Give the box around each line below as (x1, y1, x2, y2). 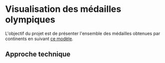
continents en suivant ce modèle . (5, 36, 74, 42)
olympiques (5, 14, 56, 25)
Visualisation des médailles (5, 3, 121, 15)
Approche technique (5, 50, 71, 59)
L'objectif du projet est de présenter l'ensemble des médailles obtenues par (5, 30, 161, 36)
